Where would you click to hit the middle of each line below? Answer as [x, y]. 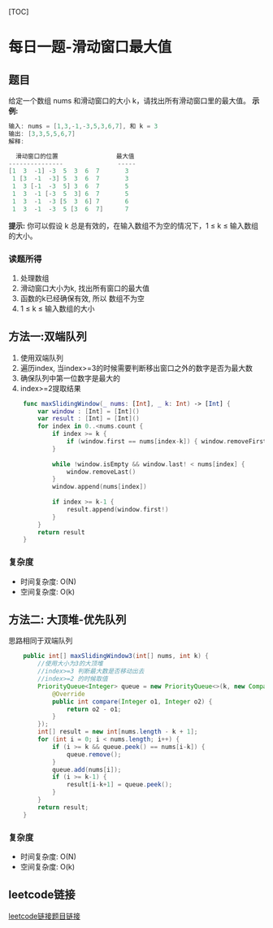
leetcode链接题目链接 [45, 916]
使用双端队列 [41, 358]
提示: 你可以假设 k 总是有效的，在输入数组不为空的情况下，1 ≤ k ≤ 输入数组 [133, 225]
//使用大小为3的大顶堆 [70, 664]
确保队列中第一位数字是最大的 [70, 378]
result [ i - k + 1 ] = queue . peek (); [119, 785]
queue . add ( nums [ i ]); [87, 769]
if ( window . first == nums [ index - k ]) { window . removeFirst [167, 442]
